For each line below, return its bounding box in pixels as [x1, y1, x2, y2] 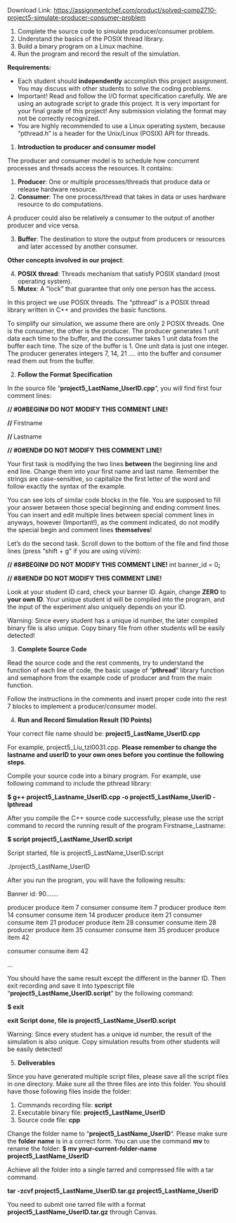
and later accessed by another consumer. [17, 242, 138, 251]
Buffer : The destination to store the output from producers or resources [17, 235, 225, 243]
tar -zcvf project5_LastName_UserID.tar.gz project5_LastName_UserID [7, 1186, 219, 1195]
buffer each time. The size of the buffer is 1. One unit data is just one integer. [7, 341, 229, 350]
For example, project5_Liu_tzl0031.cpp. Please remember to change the [7, 743, 217, 751]
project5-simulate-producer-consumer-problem [7, 13, 146, 22]
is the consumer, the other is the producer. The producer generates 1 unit [7, 327, 219, 335]
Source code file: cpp [17, 1116, 81, 1124]
